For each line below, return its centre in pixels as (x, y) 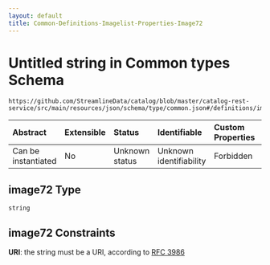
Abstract (29, 132)
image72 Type (45, 190)
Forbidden (233, 156)
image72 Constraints (62, 232)
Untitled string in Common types (119, 63)
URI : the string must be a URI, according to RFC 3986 (96, 252)
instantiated (35, 161)
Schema (36, 80)
